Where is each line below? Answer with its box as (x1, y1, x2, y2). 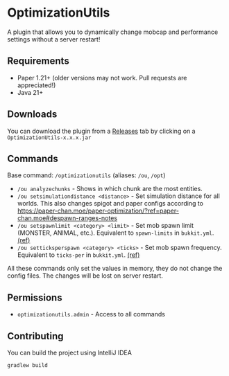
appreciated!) (17, 81, 56, 89)
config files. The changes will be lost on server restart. (7, 271, 163, 280)
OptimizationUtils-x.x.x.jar (7, 134, 92, 141)
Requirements (7, 55, 69, 67)
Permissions (7, 292, 62, 303)
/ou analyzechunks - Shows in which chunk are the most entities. (17, 185, 203, 193)
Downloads (7, 109, 58, 120)
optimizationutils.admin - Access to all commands (17, 310, 165, 319)
